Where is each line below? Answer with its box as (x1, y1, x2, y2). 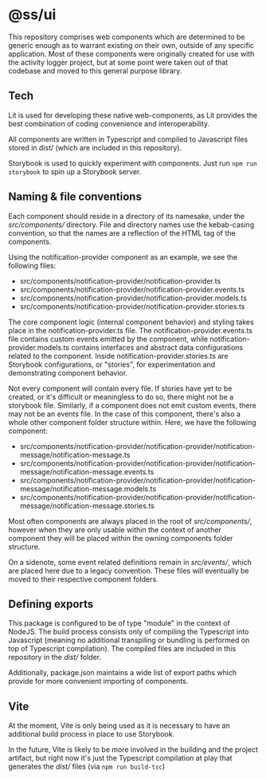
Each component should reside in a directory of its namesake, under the (8, 211, 245, 221)
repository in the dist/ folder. (8, 653, 102, 662)
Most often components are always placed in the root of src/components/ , (8, 516, 252, 526)
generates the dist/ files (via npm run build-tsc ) (8, 761, 166, 772)
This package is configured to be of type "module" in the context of (8, 618, 231, 628)
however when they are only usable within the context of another (8, 525, 221, 535)
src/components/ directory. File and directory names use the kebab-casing (8, 220, 255, 229)
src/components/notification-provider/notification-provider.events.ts (19, 284, 245, 294)
